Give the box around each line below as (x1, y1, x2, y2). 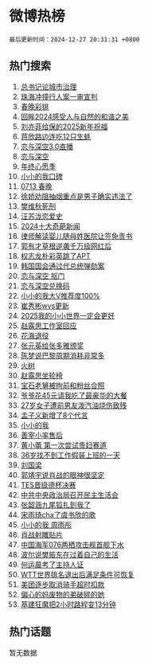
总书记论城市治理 (20, 81, 77, 92)
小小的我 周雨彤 (20, 519, 72, 530)
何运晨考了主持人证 (20, 559, 84, 569)
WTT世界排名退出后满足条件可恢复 (20, 569, 134, 579)
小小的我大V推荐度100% (20, 291, 100, 300)
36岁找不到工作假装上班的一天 (20, 450, 121, 460)
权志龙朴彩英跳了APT (20, 251, 91, 260)
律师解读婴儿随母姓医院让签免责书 (20, 231, 133, 241)
